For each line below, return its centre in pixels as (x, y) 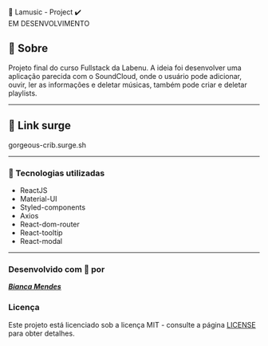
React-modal (41, 241)
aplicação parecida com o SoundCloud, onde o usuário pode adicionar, (125, 76)
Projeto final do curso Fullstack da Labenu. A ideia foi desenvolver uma (125, 68)
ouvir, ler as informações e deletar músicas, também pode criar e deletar (128, 85)
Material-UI (38, 199)
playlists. (23, 93)
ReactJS (33, 190)
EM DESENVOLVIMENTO (49, 24)
